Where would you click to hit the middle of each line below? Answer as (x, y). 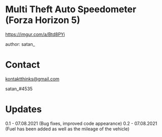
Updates (24, 109)
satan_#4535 (19, 89)
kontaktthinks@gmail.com (33, 79)
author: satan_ (20, 44)
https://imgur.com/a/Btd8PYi (35, 34)
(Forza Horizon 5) (43, 20)
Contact (23, 65)
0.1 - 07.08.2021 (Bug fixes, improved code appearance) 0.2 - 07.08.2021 (81, 123)
